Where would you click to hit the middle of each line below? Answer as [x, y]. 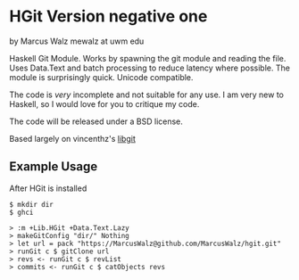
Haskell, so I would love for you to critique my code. [104, 103]
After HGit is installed [48, 188]
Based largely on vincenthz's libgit [72, 138]
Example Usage [54, 167]
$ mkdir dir [31, 204]
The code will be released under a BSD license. [96, 121]
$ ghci [21, 212]
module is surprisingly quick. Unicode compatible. [101, 77]
